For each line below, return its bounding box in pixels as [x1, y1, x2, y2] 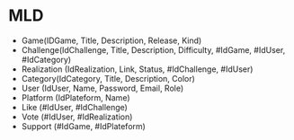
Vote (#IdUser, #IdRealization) [21, 111, 133, 122]
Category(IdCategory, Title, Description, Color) [21, 73, 195, 83]
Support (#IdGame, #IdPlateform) [21, 120, 146, 131]
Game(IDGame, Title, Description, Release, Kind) [21, 35, 202, 46]
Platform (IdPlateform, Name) [21, 92, 130, 103]
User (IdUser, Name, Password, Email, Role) [21, 83, 184, 93]
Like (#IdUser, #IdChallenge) [21, 101, 128, 112]
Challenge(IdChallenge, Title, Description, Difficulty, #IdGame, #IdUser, [21, 44, 286, 55]
